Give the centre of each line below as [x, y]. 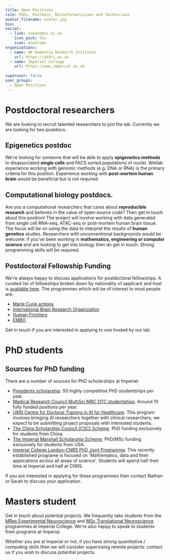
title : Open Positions [29, 10]
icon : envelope [30, 43]
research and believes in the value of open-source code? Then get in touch [84, 212]
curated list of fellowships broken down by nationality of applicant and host [83, 283]
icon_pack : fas [30, 38]
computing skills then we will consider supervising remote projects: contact [84, 547]
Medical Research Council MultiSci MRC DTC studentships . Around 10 [86, 402]
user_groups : [19, 80]
